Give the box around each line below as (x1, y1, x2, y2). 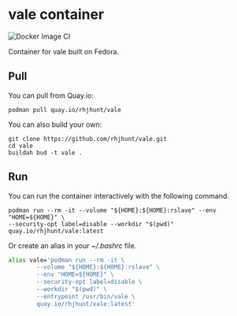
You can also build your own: (8, 120, 102, 129)
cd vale (8, 142, 34, 150)
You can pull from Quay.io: (8, 91, 94, 100)
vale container (8, 6, 105, 24)
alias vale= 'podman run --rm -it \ (8, 256, 125, 264)
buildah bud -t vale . (8, 148, 83, 157)
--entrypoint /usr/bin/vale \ (36, 292, 135, 300)
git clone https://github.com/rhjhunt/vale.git (8, 135, 168, 143)
